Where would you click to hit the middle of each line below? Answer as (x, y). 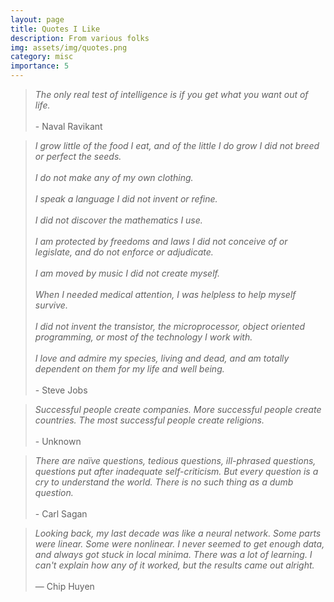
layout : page (37, 19)
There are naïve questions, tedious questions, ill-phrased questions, (175, 460)
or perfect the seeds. (78, 156)
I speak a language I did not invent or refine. (126, 199)
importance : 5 (40, 66)
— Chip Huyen (64, 586)
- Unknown (58, 441)
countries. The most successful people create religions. (149, 420)
